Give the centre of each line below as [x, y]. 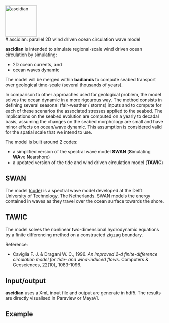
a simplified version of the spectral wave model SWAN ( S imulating [81, 152]
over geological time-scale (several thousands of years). [64, 85]
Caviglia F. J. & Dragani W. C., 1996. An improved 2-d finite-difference [85, 254]
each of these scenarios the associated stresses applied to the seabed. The [84, 111]
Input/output [26, 281]
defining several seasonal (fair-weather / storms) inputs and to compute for [83, 105]
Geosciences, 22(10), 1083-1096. [47, 265]
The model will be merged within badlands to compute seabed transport [81, 79]
